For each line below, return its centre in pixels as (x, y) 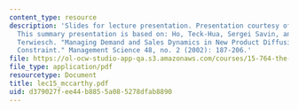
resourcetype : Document (53, 75)
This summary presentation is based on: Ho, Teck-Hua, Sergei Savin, (148, 34)
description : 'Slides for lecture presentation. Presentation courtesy (144, 26)
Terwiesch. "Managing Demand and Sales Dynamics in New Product (138, 42)
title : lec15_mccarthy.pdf (59, 83)
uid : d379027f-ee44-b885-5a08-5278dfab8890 (91, 91)
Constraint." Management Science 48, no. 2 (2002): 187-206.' (134, 51)
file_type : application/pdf (61, 67)
